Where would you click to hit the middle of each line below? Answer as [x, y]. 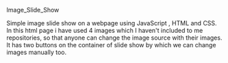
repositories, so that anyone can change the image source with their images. [114, 38]
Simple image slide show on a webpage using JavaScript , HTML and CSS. [112, 23]
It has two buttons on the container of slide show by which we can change [111, 45]
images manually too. [37, 52]
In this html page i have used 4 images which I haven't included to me [105, 30]
